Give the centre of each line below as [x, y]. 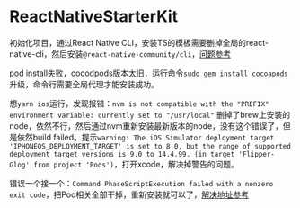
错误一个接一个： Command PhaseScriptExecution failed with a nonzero [141, 183]
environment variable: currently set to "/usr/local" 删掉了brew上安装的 [150, 114]
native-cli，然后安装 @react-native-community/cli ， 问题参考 [120, 54]
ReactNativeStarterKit [94, 17]
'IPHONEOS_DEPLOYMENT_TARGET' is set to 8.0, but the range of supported [150, 146]
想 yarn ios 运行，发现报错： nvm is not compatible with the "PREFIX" [139, 103]
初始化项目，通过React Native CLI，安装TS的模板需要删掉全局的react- [139, 42]
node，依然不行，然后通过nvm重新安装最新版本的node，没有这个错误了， [146, 126]
